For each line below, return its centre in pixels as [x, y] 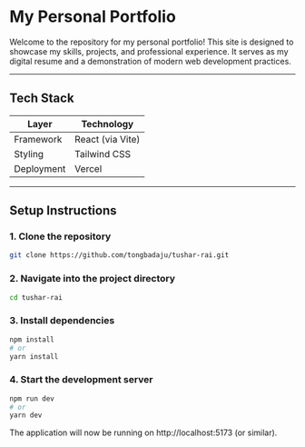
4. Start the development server [81, 380]
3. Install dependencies [62, 321]
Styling [29, 154]
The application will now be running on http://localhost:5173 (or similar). [143, 432]
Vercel [88, 168]
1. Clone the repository [60, 236]
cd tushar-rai [36, 297]
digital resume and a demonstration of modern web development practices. [151, 61]
